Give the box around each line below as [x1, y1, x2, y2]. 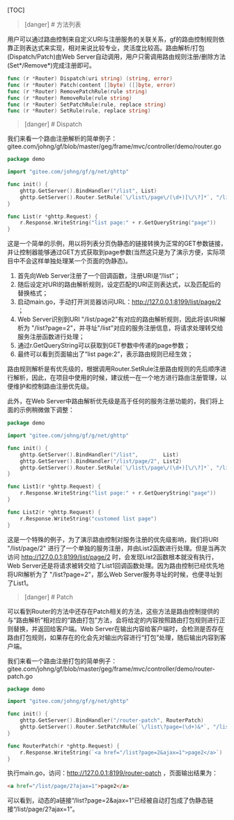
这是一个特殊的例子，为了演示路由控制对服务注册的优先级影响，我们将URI [7, 535, 219, 543]
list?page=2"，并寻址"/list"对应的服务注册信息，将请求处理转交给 [36, 324, 224, 332]
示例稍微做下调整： [19, 405, 75, 414]
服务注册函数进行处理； [17, 332, 85, 341]
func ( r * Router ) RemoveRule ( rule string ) [7, 94, 132, 102]
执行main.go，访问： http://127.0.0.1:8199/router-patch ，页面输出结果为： [7, 769, 218, 778]
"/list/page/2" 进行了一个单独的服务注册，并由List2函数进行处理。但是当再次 [7, 543, 226, 552]
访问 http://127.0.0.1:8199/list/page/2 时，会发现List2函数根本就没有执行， [7, 552, 218, 561]
